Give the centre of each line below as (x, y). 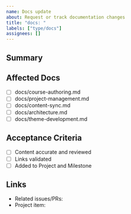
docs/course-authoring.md (48, 92)
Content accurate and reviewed (53, 152)
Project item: (30, 205)
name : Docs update (29, 12)
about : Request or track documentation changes (66, 17)
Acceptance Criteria (44, 138)
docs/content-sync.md (42, 106)
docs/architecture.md (41, 112)
